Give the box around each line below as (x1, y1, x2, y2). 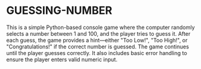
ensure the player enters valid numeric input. (6, 56, 118, 63)
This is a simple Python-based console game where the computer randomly (6, 24, 195, 31)
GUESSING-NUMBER (6, 4, 113, 18)
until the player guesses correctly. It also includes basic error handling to (6, 49, 187, 56)
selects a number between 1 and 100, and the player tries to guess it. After (6, 30, 191, 37)
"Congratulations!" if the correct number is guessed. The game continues (6, 43, 189, 50)
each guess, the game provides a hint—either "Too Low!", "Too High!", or (6, 36, 188, 44)
